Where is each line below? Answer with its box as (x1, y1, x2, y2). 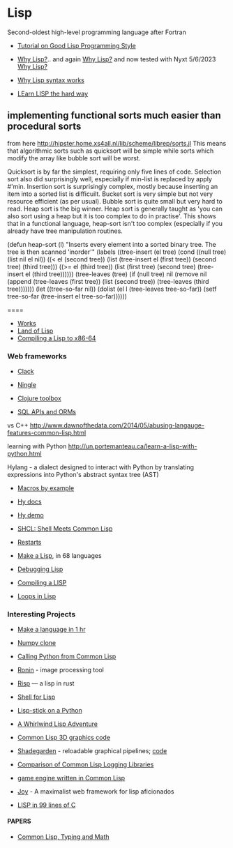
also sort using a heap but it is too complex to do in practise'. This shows (7, 211, 216, 220)
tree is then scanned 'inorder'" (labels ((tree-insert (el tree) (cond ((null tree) (7, 248, 227, 256)
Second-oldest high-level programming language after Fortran (7, 28, 186, 36)
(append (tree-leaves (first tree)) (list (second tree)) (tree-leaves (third (7, 277, 209, 285)
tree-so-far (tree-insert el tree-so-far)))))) (7, 291, 128, 301)
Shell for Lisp (17, 692, 56, 702)
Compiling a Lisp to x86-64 (17, 333, 96, 342)
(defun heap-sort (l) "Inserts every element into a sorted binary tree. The (7, 240, 216, 248)
